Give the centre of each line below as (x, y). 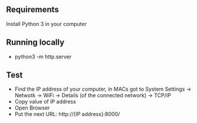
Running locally (35, 43)
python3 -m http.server (43, 56)
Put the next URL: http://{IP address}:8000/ (67, 114)
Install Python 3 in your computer (47, 24)
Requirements (32, 10)
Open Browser (32, 108)
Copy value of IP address (45, 102)
